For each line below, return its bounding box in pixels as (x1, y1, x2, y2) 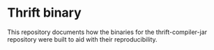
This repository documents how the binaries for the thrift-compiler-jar (7, 28, 208, 36)
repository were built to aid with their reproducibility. (7, 35, 158, 43)
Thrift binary (7, 5, 82, 21)
